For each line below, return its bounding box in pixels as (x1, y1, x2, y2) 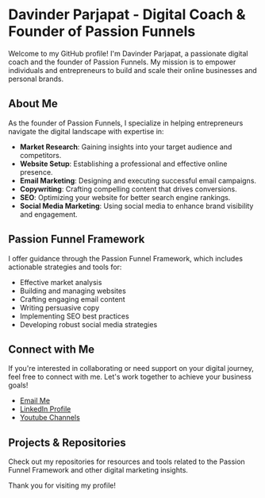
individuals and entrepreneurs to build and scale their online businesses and (8, 65, 258, 75)
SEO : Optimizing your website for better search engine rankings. (19, 192, 231, 202)
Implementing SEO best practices (19, 311, 129, 321)
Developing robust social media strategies (19, 319, 158, 329)
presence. (19, 167, 53, 176)
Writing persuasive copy (19, 303, 100, 312)
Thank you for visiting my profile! (8, 481, 117, 490)
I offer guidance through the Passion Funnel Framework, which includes (8, 253, 244, 263)
